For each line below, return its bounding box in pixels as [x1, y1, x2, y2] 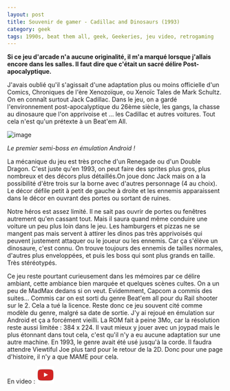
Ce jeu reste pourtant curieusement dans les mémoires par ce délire [7, 272, 201, 281]
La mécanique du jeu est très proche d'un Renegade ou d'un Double [7, 157, 201, 166]
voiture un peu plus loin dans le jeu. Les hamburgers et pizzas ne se [7, 222, 200, 230]
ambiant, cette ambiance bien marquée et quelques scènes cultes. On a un [7, 279, 220, 288]
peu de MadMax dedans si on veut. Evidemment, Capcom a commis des [7, 287, 213, 295]
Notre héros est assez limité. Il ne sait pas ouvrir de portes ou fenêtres [7, 208, 207, 216]
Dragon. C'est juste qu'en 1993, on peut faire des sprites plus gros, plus [7, 165, 211, 173]
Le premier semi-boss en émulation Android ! [7, 144, 136, 152]
